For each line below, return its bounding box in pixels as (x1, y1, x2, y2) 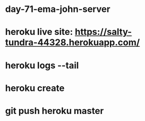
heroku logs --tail (5, 60, 79, 71)
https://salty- (74, 26, 132, 38)
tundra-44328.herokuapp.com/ (5, 37, 140, 48)
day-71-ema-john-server (5, 3, 110, 15)
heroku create (5, 82, 65, 94)
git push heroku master (5, 105, 104, 117)
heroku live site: (5, 26, 73, 38)
